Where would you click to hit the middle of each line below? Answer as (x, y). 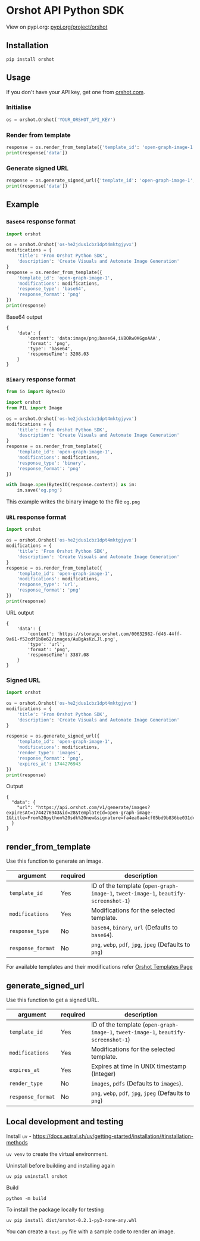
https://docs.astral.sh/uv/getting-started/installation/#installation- (113, 1136)
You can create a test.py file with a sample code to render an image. (91, 1231)
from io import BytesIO (36, 392)
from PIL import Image (34, 408)
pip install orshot (30, 59)
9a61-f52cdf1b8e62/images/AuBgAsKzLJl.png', (62, 639)
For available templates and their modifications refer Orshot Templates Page (99, 967)
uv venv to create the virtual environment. (57, 1154)
